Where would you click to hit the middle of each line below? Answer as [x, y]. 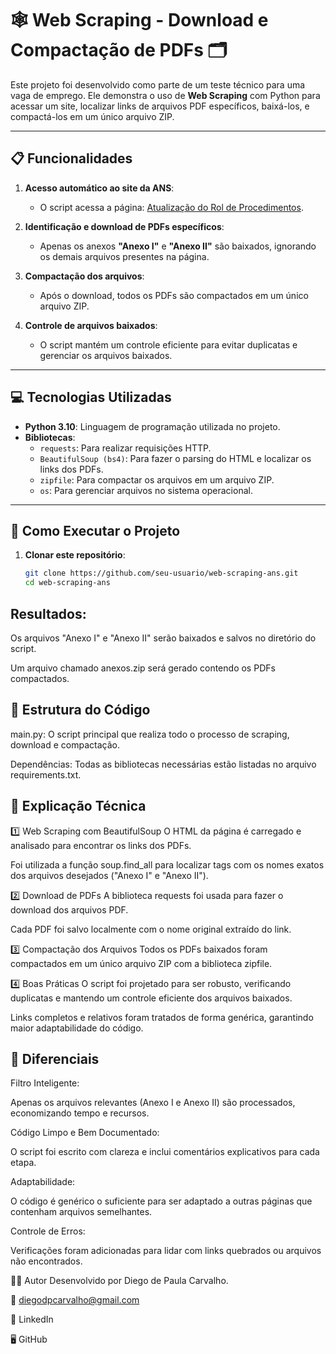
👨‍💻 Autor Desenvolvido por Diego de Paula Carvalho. [119, 1281]
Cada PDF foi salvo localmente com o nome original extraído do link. [151, 929]
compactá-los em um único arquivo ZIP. [92, 116]
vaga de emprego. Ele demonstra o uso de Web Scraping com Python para [165, 95]
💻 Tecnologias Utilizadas [91, 397]
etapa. [23, 1163]
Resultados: [48, 613]
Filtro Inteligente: [45, 1083]
